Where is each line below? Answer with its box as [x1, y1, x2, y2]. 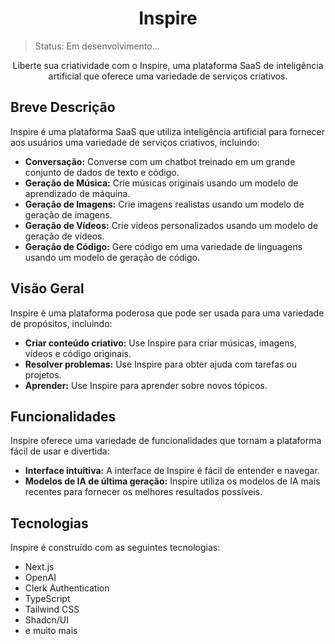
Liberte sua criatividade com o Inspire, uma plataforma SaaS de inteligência [12, 59, 324, 71]
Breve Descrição [10, 99, 116, 116]
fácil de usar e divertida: [10, 445, 110, 457]
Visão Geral [10, 280, 85, 297]
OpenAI [24, 572, 57, 584]
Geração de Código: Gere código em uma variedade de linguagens [24, 240, 303, 252]
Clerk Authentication [24, 582, 110, 594]
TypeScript [24, 593, 71, 605]
